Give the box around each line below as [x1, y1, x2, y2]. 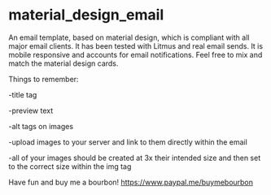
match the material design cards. [8, 58, 119, 68]
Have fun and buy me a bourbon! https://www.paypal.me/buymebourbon [8, 177, 254, 187]
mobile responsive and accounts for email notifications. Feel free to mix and [8, 50, 263, 59]
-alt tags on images [8, 121, 74, 131]
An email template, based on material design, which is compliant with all [8, 32, 250, 42]
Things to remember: [8, 74, 79, 84]
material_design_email [8, 6, 164, 24]
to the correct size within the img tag [8, 161, 132, 171]
